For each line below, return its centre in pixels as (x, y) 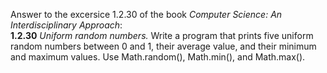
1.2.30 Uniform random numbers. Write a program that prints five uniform (162, 35)
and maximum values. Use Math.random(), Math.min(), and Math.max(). (158, 57)
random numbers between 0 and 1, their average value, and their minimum (163, 46)
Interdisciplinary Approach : (66, 25)
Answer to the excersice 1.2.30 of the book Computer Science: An (146, 14)
